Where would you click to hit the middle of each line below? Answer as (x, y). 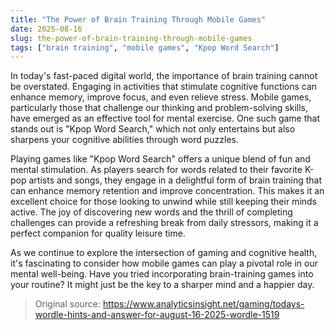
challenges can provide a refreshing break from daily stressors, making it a (164, 223)
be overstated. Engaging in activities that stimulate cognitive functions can (164, 87)
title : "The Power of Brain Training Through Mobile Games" (138, 19)
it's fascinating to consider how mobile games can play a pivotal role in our (164, 263)
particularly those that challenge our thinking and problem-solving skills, (159, 108)
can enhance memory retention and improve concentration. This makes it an (167, 191)
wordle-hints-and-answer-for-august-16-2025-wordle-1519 (157, 315)
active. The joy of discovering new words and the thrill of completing (151, 212)
